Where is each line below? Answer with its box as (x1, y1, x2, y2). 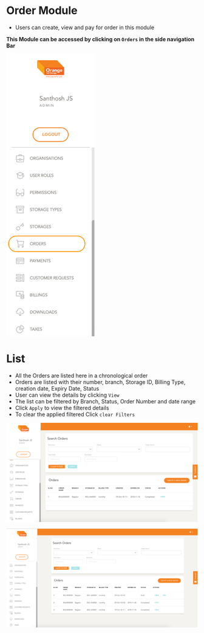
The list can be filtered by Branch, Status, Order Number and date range (15, 397, 196, 405)
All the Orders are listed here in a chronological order (15, 372, 148, 379)
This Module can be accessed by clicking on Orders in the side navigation (6, 35, 195, 43)
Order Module (6, 4, 78, 18)
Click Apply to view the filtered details (15, 404, 109, 411)
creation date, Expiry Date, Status (15, 385, 100, 392)
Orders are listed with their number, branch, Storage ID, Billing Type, (15, 378, 186, 386)
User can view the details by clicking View (15, 391, 120, 399)
